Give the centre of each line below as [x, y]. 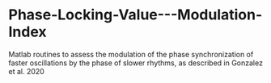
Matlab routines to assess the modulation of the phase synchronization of [131, 54]
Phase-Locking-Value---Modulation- [135, 15]
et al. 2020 [26, 71]
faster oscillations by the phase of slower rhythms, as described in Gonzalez [135, 63]
